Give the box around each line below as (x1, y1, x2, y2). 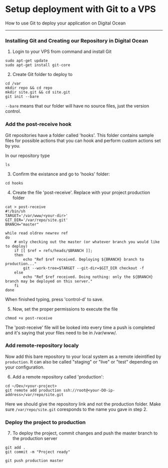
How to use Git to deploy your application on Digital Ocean (5, 20, 126, 26)
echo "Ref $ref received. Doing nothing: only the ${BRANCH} (23, 274, 153, 279)
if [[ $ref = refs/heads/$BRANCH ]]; (14, 248, 93, 253)
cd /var (5, 81, 21, 86)
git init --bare (5, 94, 39, 99)
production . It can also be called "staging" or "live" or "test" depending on (5, 358, 158, 364)
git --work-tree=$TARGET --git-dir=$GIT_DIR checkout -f (23, 265, 144, 270)
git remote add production (5, 387, 61, 393)
